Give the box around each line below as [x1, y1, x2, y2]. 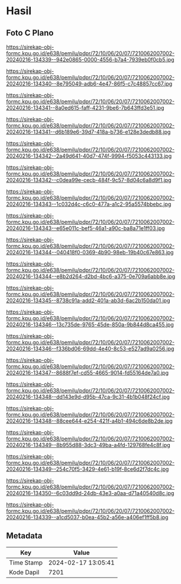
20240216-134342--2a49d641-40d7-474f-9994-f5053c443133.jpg [6, 152, 172, 159]
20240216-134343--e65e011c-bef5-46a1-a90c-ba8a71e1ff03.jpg [6, 225, 165, 232]
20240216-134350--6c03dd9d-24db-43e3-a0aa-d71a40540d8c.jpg [6, 490, 174, 496]
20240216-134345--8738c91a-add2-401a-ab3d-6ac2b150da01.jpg [6, 297, 170, 304]
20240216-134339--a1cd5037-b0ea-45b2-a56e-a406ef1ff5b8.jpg [6, 514, 169, 521]
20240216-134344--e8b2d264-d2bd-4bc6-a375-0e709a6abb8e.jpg [6, 273, 176, 280]
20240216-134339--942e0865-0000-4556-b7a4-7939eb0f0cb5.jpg [6, 56, 174, 63]
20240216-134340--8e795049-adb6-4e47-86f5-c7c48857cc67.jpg [6, 80, 173, 87]
